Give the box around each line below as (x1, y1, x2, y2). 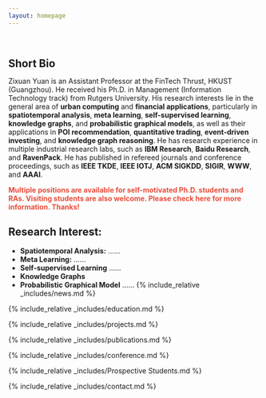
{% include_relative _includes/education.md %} (8, 304, 165, 314)
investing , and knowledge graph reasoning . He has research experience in (8, 135, 258, 145)
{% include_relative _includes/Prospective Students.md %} (8, 366, 202, 376)
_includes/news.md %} (19, 289, 96, 298)
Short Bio (8, 57, 56, 70)
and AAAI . (8, 169, 43, 179)
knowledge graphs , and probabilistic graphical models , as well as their (8, 118, 246, 128)
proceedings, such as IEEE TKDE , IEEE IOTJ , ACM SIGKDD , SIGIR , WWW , (8, 161, 252, 170)
